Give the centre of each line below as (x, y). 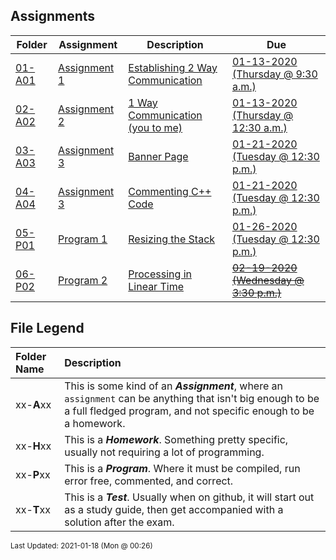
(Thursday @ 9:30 (274, 74)
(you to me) (155, 127)
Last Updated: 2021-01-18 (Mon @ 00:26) (81, 545)
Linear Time (156, 286)
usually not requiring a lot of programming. (164, 452)
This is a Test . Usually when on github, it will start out (189, 497)
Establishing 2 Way (173, 67)
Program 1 (83, 239)
